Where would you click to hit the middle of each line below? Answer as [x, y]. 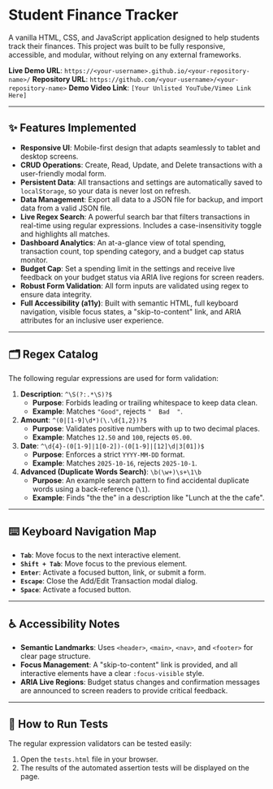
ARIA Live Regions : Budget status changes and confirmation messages [140, 682]
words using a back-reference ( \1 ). [91, 488]
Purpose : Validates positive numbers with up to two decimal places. [146, 428]
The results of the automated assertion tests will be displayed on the [134, 768]
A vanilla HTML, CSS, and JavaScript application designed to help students [134, 37]
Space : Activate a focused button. [76, 590]
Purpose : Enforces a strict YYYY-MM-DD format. [108, 454]
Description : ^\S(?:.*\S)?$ [66, 394]
